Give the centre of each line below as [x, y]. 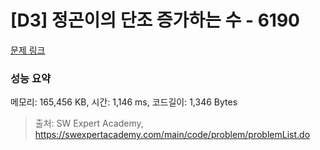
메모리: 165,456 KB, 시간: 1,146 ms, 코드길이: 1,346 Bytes [124, 102]
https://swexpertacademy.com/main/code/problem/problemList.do [172, 135]
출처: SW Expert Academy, [89, 123]
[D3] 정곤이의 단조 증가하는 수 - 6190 [155, 20]
